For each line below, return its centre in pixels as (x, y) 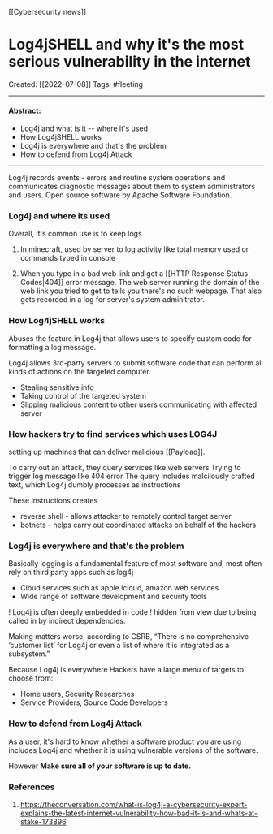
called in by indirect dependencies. (67, 621)
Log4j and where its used (59, 216)
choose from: (31, 678)
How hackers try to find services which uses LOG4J (113, 434)
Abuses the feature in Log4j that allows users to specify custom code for (130, 338)
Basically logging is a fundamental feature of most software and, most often (135, 564)
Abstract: (25, 110)
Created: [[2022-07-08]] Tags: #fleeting (76, 84)
